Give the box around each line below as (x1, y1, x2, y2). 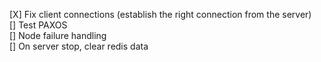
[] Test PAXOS (9, 19, 68, 31)
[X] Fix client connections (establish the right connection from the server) (9, 9, 312, 20)
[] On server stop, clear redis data (9, 40, 149, 52)
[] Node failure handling (9, 30, 107, 41)
